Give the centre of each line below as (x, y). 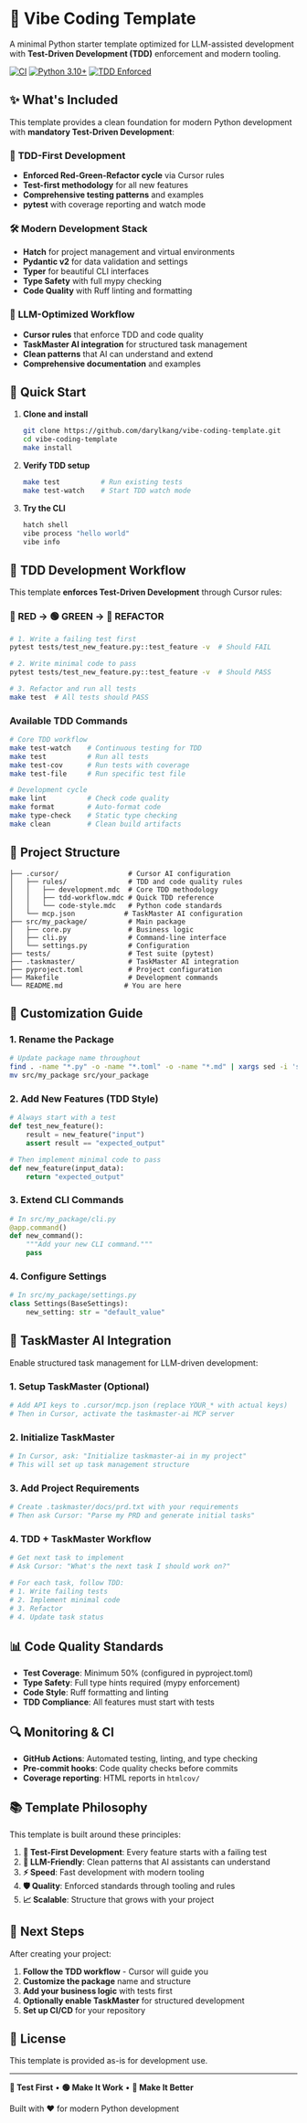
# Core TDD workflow (49, 740)
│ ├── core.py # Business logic (102, 929)
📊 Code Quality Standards (87, 1647)
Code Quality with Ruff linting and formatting (107, 290)
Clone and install (55, 414)
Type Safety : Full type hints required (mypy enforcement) (131, 1683)
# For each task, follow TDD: (67, 1583)
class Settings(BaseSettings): (69, 1304)
